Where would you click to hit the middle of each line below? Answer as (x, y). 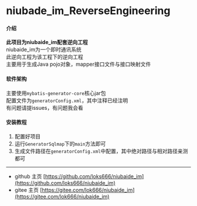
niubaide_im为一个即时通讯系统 (44, 50)
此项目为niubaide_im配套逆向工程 (47, 42)
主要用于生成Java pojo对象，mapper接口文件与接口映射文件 (79, 64)
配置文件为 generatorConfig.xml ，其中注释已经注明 (67, 100)
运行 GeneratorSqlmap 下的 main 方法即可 (60, 143)
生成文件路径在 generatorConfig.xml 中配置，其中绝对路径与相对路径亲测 (101, 151)
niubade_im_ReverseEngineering (88, 11)
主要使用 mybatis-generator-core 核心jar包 (56, 93)
